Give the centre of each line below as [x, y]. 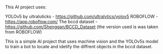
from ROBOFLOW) [23, 32]
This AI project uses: [26, 7]
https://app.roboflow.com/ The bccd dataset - [51, 22]
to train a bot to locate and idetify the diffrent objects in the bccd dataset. [79, 46]
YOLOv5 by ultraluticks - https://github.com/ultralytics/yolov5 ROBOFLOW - [81, 16]
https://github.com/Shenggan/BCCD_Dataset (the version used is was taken [82, 27]
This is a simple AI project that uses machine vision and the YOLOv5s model [82, 41]
